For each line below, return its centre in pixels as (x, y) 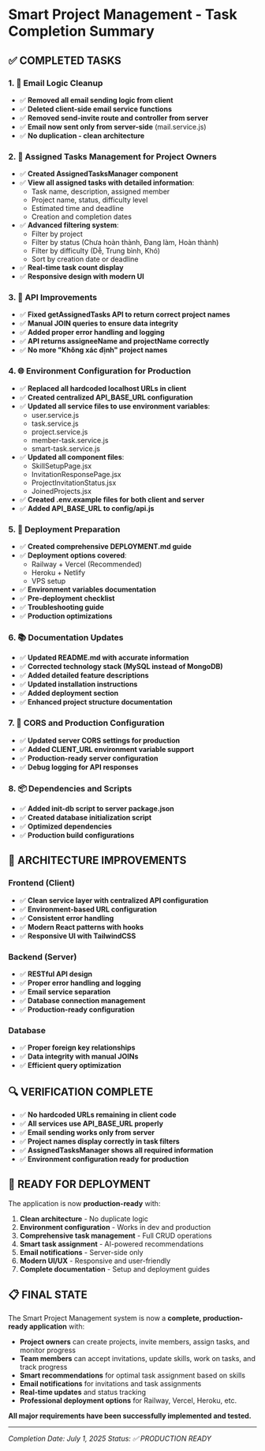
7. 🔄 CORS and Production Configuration (86, 723)
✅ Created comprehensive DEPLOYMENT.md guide (105, 547)
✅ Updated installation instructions (78, 684)
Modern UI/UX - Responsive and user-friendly (95, 1261)
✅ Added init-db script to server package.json (97, 808)
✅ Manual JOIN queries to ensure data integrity (99, 323)
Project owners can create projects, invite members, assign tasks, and (134, 1341)
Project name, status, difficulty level (90, 200)
